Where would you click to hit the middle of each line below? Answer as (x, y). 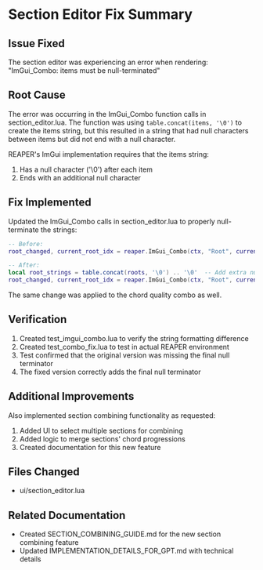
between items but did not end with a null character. (92, 139)
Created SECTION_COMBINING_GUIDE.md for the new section (120, 534)
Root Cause (37, 95)
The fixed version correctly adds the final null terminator (110, 372)
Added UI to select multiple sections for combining (101, 430)
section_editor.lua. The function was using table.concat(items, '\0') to (125, 122)
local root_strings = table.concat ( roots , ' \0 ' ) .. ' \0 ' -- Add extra (128, 273)
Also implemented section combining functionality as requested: (112, 415)
